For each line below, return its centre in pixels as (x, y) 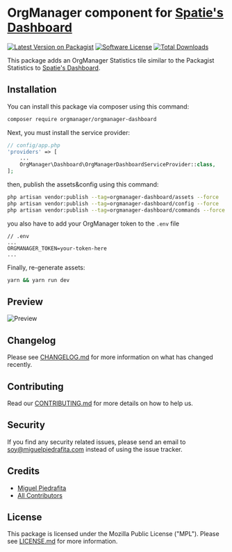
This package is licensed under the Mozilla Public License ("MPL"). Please (114, 534)
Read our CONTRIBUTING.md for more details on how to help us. (100, 403)
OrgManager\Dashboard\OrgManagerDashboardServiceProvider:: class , (118, 165)
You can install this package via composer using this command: (98, 107)
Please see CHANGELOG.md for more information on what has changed (110, 357)
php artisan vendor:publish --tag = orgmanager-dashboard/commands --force (116, 210)
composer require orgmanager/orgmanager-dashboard (82, 119)
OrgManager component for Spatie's (116, 13)
